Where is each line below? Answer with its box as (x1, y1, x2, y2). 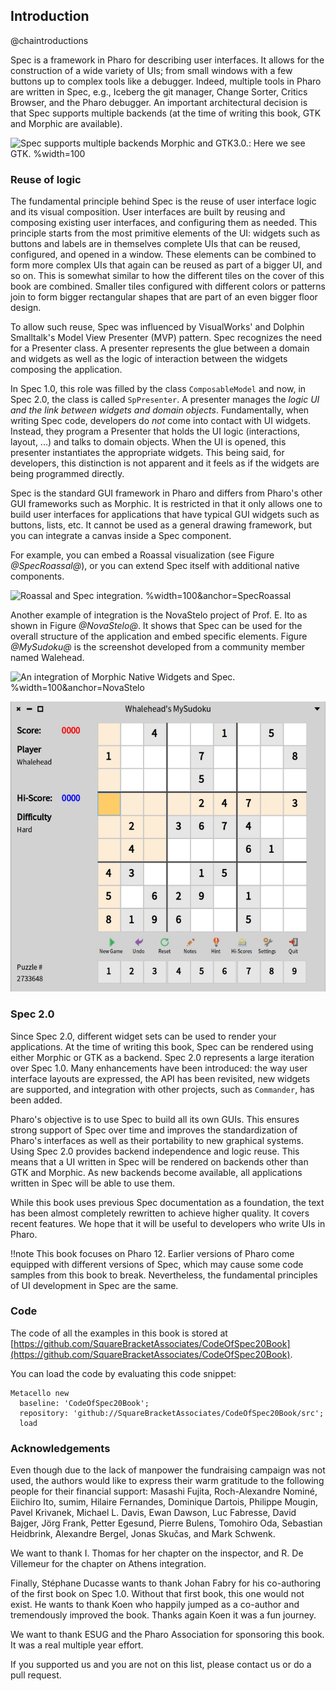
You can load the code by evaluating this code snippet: (10, 1367, 237, 1379)
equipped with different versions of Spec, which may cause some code (10, 1258, 304, 1270)
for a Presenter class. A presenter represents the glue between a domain (10, 342, 310, 354)
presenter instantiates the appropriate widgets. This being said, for (10, 447, 285, 459)
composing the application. (10, 364, 123, 376)
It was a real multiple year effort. (10, 1639, 144, 1651)
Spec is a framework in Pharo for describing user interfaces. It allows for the (10, 54, 325, 66)
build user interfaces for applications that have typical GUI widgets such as (10, 509, 320, 521)
